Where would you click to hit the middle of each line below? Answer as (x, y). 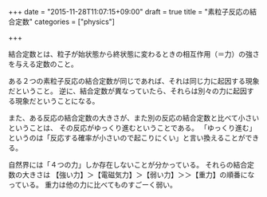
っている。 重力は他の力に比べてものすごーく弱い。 (92, 185)
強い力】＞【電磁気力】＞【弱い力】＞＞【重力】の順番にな (157, 175)
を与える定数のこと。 (43, 64)
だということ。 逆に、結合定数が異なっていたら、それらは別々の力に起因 (128, 91)
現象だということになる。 (57, 101)
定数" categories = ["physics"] (65, 22)
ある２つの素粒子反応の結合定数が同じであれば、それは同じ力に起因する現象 (134, 81)
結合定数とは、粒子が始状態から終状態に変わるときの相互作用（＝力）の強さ (134, 54)
